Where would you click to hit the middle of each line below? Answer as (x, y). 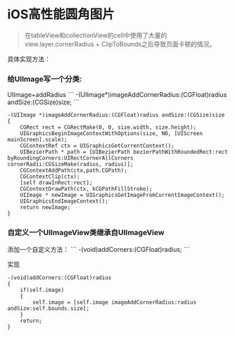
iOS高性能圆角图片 (61, 14)
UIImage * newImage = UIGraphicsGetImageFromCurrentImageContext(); (122, 195)
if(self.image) (42, 290)
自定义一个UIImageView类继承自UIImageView (86, 233)
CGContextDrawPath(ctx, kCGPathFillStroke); (86, 189)
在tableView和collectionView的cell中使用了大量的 (96, 35)
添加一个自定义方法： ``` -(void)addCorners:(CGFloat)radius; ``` (99, 249)
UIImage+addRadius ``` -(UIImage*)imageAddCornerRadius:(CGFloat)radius (117, 95)
